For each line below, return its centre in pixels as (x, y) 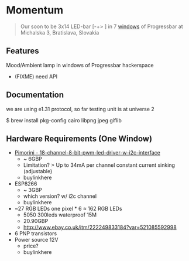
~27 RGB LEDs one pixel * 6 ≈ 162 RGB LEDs (68, 209)
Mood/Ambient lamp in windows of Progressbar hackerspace (80, 65)
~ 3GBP (32, 190)
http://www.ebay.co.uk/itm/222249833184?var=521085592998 (100, 227)
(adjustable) (38, 171)
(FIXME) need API (36, 76)
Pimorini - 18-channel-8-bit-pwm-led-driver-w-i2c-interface (87, 153)
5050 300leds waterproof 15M (60, 215)
